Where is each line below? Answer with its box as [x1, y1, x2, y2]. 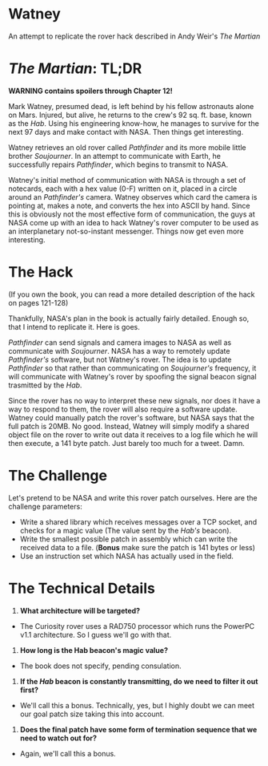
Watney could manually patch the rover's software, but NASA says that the [8, 412, 254, 422]
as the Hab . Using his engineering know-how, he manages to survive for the [8, 118, 260, 128]
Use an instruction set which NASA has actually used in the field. [19, 551, 234, 561]
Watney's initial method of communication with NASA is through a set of [8, 175, 246, 184]
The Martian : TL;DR [8, 59, 142, 78]
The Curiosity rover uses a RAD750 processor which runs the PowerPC [19, 621, 255, 630]
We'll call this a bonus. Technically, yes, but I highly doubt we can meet [19, 700, 254, 710]
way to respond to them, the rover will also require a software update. [8, 404, 238, 414]
